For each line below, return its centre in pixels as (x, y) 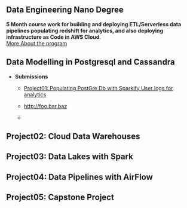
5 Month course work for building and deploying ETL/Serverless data (94, 24)
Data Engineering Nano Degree (65, 10)
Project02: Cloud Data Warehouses (73, 137)
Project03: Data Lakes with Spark (70, 157)
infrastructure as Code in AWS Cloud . (54, 37)
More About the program (37, 43)
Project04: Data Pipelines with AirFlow (80, 177)
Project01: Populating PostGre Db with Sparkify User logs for (98, 88)
